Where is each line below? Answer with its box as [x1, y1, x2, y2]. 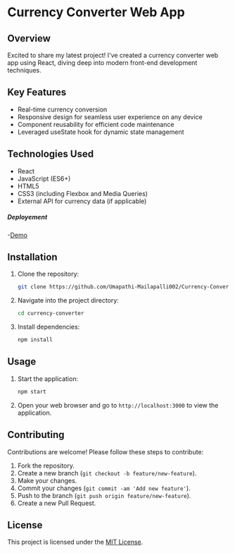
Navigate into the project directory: [17, 296, 120, 305]
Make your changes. [17, 476, 77, 485]
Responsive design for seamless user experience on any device [17, 112, 203, 121]
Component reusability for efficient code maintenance [17, 120, 174, 128]
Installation [7, 251, 58, 263]
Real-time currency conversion [17, 105, 108, 114]
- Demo [7, 231, 28, 239]
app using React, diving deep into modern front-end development [7, 59, 198, 67]
